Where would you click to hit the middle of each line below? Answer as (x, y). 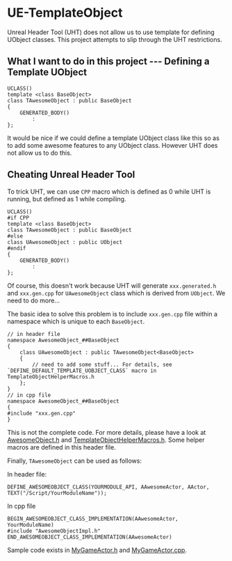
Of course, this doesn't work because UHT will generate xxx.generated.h (112, 285)
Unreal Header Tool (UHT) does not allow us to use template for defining (111, 32)
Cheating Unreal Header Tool (71, 175)
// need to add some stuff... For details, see (102, 364)
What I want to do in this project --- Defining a (108, 62)
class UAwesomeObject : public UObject (65, 242)
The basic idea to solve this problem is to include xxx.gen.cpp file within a (112, 314)
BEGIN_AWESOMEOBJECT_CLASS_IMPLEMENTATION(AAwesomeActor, (93, 518)
